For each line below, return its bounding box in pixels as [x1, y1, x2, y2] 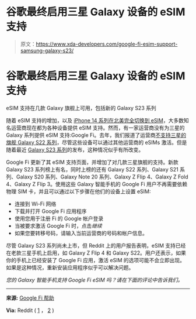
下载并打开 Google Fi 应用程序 [14, 207, 87, 214]
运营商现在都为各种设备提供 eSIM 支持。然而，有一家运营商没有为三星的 [10, 124, 185, 131]
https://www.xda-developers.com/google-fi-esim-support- [36, 40, 178, 47]
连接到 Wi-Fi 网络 [14, 200, 57, 207]
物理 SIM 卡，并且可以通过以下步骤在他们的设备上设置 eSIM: [6, 188, 151, 195]
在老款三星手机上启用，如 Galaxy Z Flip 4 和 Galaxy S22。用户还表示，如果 [6, 249, 187, 256]
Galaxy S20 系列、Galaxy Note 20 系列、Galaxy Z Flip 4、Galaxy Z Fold [16, 173, 188, 180]
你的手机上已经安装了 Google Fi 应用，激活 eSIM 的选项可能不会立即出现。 [6, 256, 185, 263]
